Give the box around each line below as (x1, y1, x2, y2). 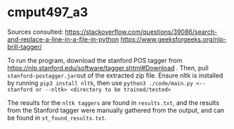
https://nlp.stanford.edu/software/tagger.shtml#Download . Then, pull (7, 63, 209, 72)
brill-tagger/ (7, 42, 42, 51)
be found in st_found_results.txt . (7, 113, 107, 122)
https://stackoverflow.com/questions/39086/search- (65, 27, 218, 36)
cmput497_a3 (7, 4, 89, 20)
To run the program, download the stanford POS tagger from (7, 56, 183, 64)
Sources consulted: (7, 27, 64, 36)
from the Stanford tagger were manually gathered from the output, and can (7, 106, 225, 114)
